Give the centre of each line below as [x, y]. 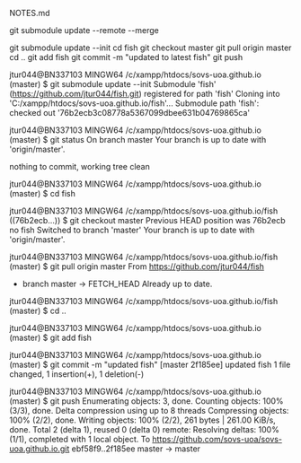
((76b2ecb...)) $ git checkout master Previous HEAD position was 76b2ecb [147, 220]
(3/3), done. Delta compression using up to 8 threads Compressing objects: [149, 411]
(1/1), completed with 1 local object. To [80, 439]
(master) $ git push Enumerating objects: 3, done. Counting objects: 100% [147, 401]
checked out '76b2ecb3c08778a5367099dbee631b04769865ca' [130, 113]
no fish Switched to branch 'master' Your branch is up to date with [132, 230]
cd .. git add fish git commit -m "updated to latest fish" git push [126, 57]
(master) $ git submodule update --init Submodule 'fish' [113, 84]
